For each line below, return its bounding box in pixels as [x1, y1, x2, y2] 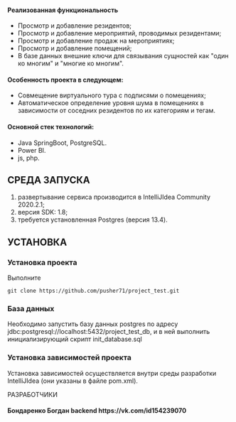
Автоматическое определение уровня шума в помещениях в [17, 99, 204, 107]
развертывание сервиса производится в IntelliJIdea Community [17, 193, 211, 202]
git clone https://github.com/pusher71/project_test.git [7, 288, 180, 295]
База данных [7, 304, 55, 314]
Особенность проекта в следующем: [7, 75, 124, 84]
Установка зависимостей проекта [7, 352, 132, 362]
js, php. [17, 153, 41, 162]
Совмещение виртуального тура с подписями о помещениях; [17, 91, 206, 99]
